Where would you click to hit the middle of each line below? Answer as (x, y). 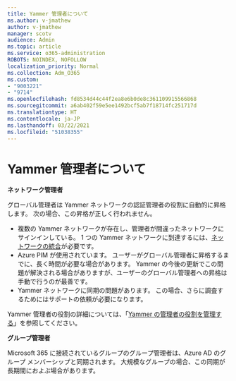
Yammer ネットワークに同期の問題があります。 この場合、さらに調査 (117, 291)
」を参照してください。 (48, 323)
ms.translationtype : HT (42, 112)
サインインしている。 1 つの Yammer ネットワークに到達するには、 (114, 238)
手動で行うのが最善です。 (54, 282)
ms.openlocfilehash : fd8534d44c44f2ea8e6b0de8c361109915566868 (102, 99)
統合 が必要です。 (73, 246)
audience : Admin (31, 40)
